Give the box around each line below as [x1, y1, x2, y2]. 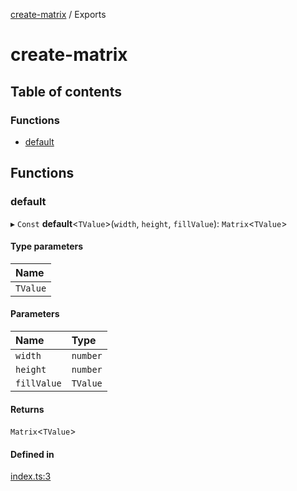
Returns [10, 403, 45, 415]
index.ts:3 [10, 470, 52, 483]
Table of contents [10, 83, 122, 100]
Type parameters [10, 240, 84, 253]
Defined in [10, 448, 55, 460]
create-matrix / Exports [10, 9, 107, 20]
